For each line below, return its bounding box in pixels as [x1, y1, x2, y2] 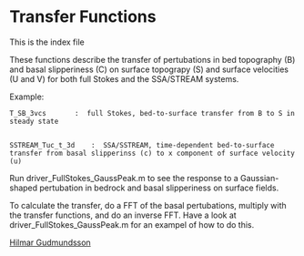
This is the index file [9, 36, 85, 47]
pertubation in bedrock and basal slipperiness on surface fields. [39, 182, 279, 193]
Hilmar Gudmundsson [9, 237, 91, 248]
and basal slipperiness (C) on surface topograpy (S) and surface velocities [9, 64, 289, 75]
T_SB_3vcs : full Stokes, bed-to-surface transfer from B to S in [9, 108, 296, 118]
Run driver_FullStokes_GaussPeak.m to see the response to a [9, 172, 238, 183]
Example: [9, 91, 45, 102]
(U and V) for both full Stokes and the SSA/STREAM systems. [9, 73, 239, 84]
